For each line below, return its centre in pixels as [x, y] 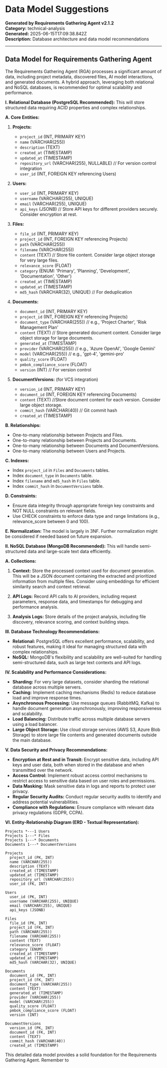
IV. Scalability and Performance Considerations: [56, 672]
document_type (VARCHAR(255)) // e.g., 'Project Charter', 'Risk [83, 322]
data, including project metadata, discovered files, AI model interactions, [79, 76]
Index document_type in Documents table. [52, 475]
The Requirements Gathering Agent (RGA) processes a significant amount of [83, 71]
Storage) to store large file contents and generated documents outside [84, 734]
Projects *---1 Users [28, 831]
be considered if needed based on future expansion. [59, 536]
